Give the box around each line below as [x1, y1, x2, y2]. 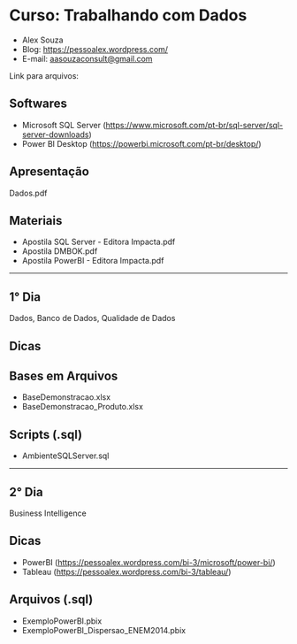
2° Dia [9, 484, 43, 500]
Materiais [9, 213, 63, 228]
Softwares [9, 96, 68, 111]
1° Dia [9, 289, 42, 304]
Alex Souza [21, 34, 64, 45]
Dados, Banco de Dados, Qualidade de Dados [9, 313, 176, 324]
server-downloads [21, 129, 89, 140]
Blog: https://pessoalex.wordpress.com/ [21, 43, 169, 54]
